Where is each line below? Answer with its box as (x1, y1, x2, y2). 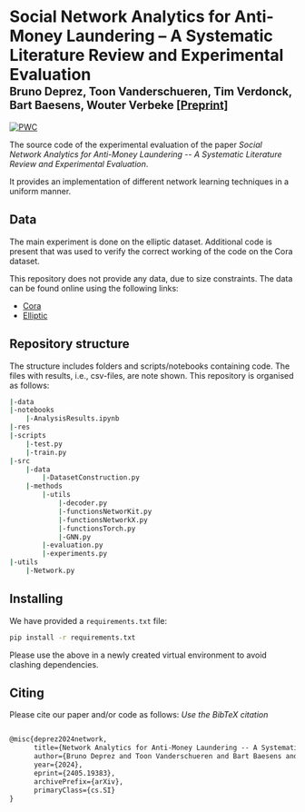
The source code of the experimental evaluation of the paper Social (9, 139, 263, 150)
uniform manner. (9, 185, 72, 196)
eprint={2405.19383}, (33, 768, 116, 777)
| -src (9, 456, 30, 465)
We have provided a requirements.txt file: (9, 615, 168, 626)
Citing (9, 686, 44, 701)
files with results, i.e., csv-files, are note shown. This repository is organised (9, 370, 294, 381)
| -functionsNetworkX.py (57, 515, 148, 524)
